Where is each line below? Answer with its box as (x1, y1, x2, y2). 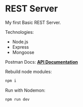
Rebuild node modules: (5, 68, 52, 75)
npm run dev (5, 97, 30, 102)
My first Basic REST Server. (5, 19, 61, 25)
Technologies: (5, 29, 34, 35)
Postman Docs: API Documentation (5, 59, 78, 65)
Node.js (12, 38, 29, 45)
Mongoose (12, 49, 35, 55)
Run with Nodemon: (5, 87, 45, 93)
